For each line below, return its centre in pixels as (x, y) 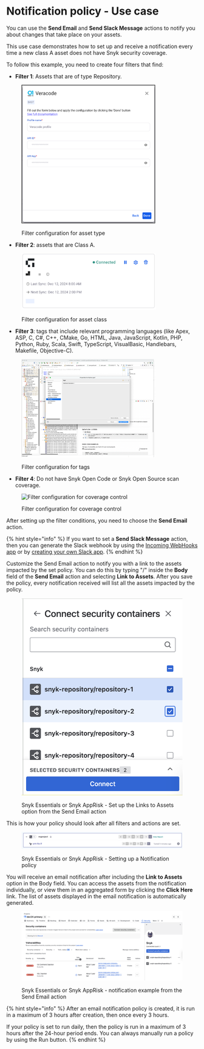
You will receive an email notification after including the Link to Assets (94, 877)
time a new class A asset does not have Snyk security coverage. (87, 52)
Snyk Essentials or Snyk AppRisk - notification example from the (102, 991)
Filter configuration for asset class (64, 319)
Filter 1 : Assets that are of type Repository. (69, 76)
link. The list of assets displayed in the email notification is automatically (96, 896)
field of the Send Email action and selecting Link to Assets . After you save (100, 576)
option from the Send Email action (64, 812)
